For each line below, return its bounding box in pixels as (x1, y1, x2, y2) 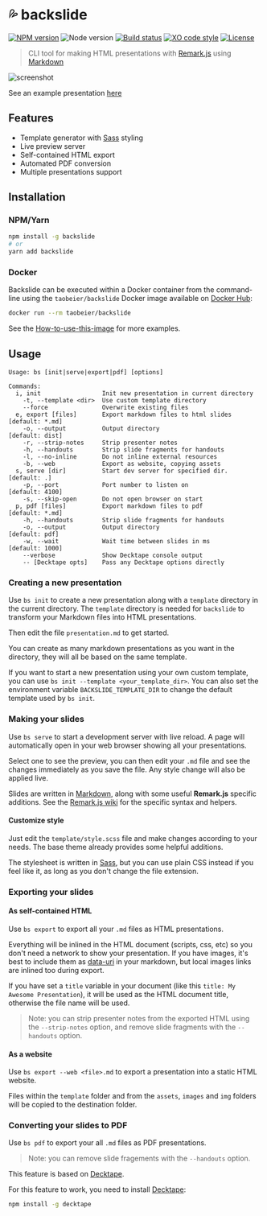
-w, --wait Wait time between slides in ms (23, 538, 211, 546)
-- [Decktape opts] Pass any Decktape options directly (23, 559, 225, 567)
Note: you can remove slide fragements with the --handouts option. (27, 1153, 251, 1164)
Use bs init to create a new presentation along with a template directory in (8, 596, 259, 605)
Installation (8, 191, 66, 204)
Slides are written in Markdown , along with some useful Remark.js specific (8, 789, 257, 798)
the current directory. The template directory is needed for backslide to (8, 604, 245, 613)
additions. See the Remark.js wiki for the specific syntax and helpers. (8, 797, 237, 806)
